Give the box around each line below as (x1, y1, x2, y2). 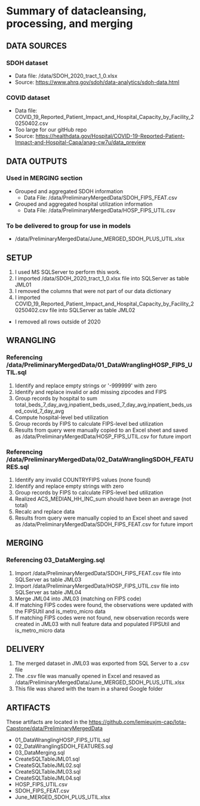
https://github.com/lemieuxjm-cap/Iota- (88, 719, 187, 726)
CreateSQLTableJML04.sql (14, 774, 81, 781)
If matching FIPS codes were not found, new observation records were (14, 614, 189, 621)
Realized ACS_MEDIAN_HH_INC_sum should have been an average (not (14, 495, 192, 502)
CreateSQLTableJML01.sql (14, 755, 80, 763)
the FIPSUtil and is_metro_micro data (14, 607, 106, 615)
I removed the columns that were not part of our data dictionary (14, 287, 171, 294)
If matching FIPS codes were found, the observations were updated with (14, 601, 193, 608)
